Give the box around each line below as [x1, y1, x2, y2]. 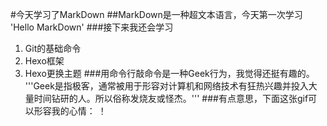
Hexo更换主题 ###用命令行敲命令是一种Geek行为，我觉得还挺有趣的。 [24, 68, 315, 79]
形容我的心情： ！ [33, 105, 107, 117]
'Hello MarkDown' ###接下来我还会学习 [10, 21, 174, 33]
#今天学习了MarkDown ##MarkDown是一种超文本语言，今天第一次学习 [10, 9, 303, 20]
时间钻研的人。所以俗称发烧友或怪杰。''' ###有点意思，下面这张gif [33, 93, 309, 104]
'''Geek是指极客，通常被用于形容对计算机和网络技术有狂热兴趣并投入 [24, 80, 309, 92]
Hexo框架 [24, 55, 65, 67]
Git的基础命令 [24, 43, 82, 54]
